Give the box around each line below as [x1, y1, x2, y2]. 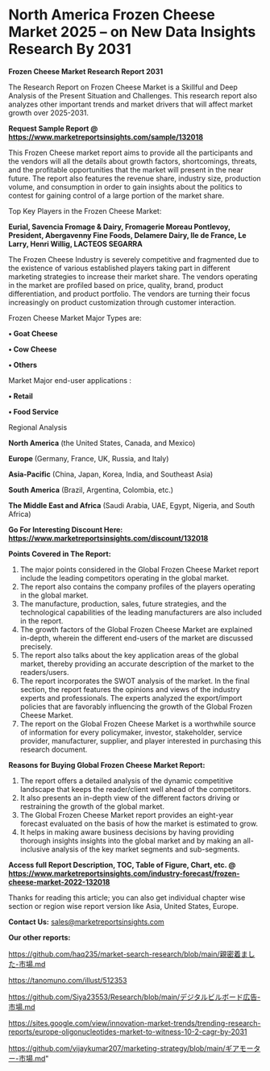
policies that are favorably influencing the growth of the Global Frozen [19, 702, 252, 711]
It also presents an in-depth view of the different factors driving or [19, 793, 240, 802]
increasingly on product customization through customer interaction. [8, 297, 236, 307]
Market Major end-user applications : [8, 375, 131, 385]
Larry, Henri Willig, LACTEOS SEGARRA [8, 239, 143, 248]
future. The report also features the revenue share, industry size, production [8, 173, 262, 183]
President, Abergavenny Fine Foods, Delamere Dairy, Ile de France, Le [8, 230, 247, 240]
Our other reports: [8, 932, 71, 942]
